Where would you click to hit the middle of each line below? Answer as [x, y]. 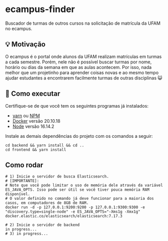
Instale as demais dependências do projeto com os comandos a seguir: [79, 136]
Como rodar [24, 165]
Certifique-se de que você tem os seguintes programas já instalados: [77, 106]
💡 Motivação [25, 45]
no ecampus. [19, 28]
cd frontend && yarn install [36, 149]
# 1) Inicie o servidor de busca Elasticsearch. [57, 177]
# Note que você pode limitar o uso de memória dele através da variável [84, 185]
